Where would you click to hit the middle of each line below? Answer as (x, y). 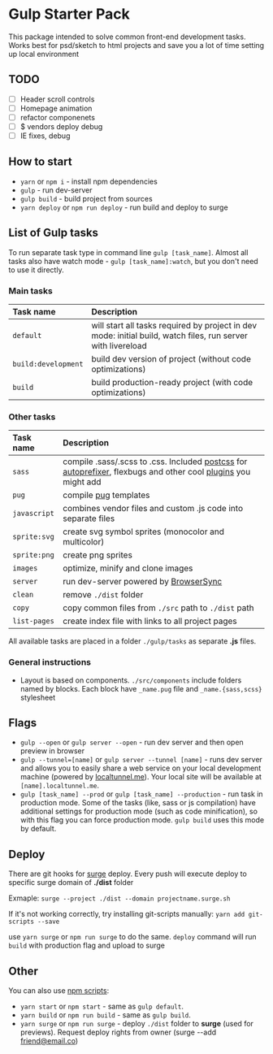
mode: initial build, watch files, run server (169, 336)
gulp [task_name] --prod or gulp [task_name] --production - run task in (141, 794)
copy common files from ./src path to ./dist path (158, 608)
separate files (89, 518)
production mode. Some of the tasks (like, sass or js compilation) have (138, 803)
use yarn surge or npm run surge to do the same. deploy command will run (133, 937)
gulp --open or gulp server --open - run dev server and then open (132, 742)
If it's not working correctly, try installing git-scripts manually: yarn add (127, 914)
